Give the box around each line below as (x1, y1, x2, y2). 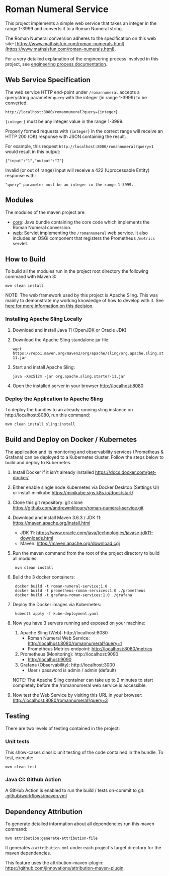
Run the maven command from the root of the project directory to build (12, 550, 160, 556)
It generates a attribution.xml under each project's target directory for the (5, 845, 161, 850)
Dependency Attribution (5, 807, 83, 816)
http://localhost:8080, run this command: (5, 412, 91, 418)
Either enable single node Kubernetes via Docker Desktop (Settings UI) (12, 484, 159, 490)
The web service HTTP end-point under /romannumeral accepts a (5, 89, 140, 95)
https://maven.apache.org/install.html (12, 520, 91, 526)
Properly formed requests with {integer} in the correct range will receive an (5, 128, 163, 134)
